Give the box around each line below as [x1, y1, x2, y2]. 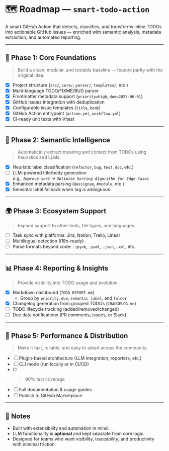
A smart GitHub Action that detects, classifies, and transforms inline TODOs [5, 23, 162, 30]
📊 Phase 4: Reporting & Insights [5, 264, 109, 273]
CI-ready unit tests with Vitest [12, 116, 74, 122]
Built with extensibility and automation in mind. [12, 425, 109, 431]
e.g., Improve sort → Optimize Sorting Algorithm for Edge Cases [12, 175, 149, 182]
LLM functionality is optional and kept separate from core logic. [12, 430, 145, 436]
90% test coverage [25, 376, 65, 382]
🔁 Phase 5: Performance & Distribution [5, 331, 128, 340]
